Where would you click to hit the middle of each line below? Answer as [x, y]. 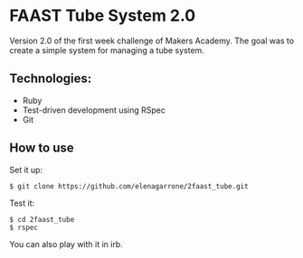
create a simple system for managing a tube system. [107, 50]
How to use [42, 148]
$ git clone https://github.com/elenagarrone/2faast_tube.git [129, 186]
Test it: [22, 203]
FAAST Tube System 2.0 [103, 16]
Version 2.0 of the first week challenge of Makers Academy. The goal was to [152, 41]
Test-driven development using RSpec [94, 110]
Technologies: [51, 79]
